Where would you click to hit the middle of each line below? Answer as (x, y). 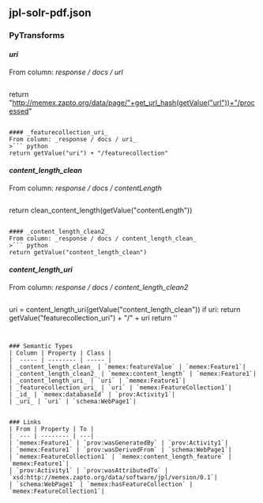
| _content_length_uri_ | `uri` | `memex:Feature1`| (98, 381)
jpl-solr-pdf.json (50, 13)
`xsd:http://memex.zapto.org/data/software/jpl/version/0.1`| (113, 477)
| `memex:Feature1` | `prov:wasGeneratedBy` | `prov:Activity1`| (118, 443)
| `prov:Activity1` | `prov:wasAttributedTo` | (89, 470)
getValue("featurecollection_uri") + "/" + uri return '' (94, 317)
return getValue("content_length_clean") (78, 252)
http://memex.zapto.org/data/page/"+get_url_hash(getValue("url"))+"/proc (133, 103)
